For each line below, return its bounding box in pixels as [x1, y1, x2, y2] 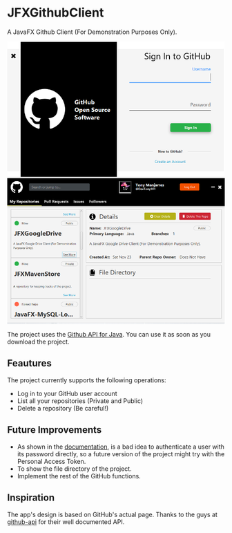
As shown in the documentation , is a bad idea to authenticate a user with [17, 442, 224, 451]
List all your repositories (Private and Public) [17, 396, 144, 405]
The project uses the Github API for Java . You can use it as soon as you [7, 330, 211, 339]
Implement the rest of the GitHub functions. [17, 471, 142, 480]
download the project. [7, 337, 70, 346]
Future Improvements [7, 424, 102, 436]
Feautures [7, 357, 52, 369]
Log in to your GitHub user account [17, 389, 117, 398]
